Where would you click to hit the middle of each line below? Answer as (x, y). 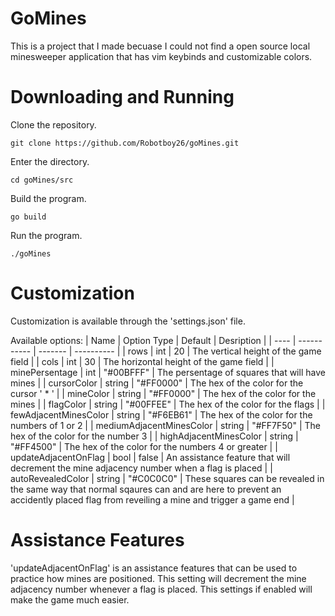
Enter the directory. (50, 161)
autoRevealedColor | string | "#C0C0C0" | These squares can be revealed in (167, 478)
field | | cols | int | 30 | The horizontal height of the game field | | (142, 361)
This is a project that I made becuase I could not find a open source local (160, 46)
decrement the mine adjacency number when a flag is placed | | (141, 468)
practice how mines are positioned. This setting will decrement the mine (158, 578)
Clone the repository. (53, 124)
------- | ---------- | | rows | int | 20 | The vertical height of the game (180, 351)
